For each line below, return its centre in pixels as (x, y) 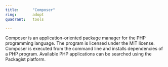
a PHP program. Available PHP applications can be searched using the (78, 54)
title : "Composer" (30, 10)
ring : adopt (25, 15)
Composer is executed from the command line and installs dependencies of (84, 49)
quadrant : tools (25, 19)
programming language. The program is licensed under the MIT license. (80, 43)
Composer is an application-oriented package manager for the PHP (75, 38)
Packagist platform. (26, 59)
